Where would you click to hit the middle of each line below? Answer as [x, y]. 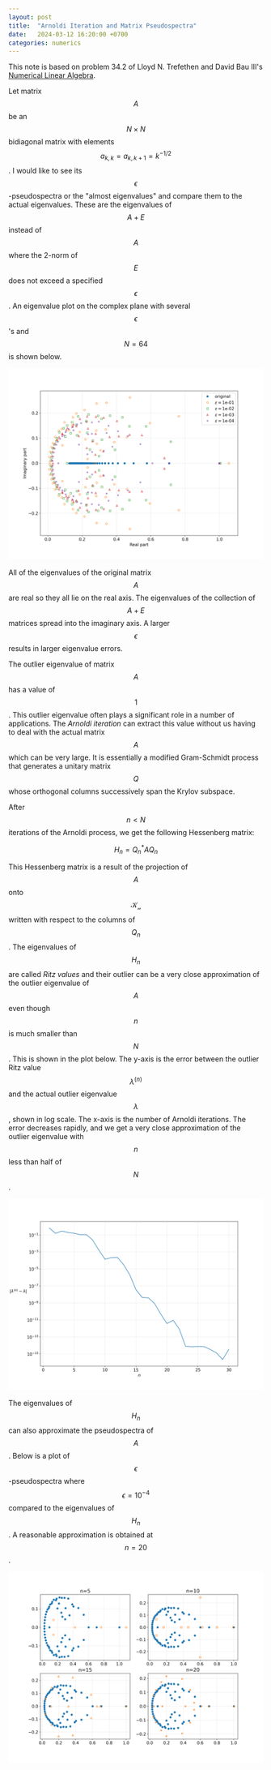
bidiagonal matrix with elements [61, 142]
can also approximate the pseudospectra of [81, 1430]
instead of [25, 229]
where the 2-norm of [43, 255]
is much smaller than [43, 1033]
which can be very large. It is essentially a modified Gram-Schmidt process [133, 757]
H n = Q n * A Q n [136, 850]
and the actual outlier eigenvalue [63, 1094]
